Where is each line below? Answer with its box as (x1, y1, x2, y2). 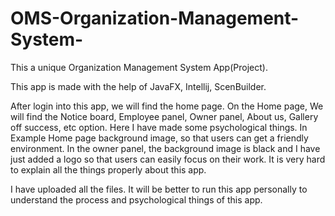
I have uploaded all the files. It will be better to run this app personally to (10, 183, 308, 195)
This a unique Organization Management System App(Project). (10, 61, 268, 73)
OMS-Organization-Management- (10, 7, 300, 30)
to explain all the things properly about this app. (10, 163, 207, 176)
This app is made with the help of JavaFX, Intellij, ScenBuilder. (10, 80, 267, 92)
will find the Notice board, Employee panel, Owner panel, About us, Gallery (10, 110, 319, 122)
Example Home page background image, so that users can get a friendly (10, 132, 309, 144)
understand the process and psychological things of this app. (10, 193, 263, 206)
